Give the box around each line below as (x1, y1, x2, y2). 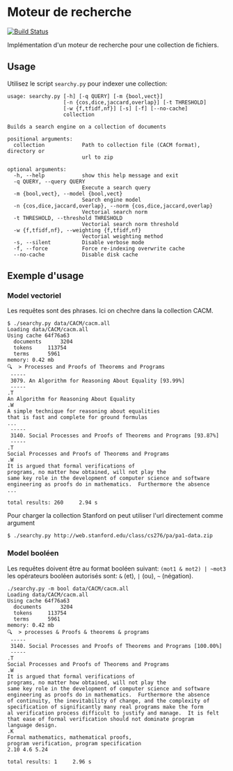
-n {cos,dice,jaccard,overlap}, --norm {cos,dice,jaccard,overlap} (13, 202, 214, 209)
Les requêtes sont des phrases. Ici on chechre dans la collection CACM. (7, 307, 214, 315)
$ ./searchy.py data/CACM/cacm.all (7, 320, 111, 327)
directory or (7, 148, 45, 154)
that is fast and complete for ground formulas (7, 414, 148, 421)
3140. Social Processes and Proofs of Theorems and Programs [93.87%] (10, 432, 219, 439)
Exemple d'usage (7, 270, 84, 282)
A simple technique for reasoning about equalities (7, 408, 160, 415)
